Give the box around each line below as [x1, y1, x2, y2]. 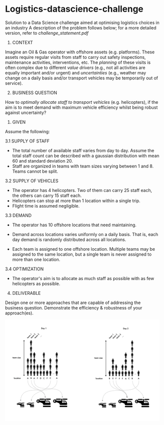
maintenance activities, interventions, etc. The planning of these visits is [5, 59, 151, 65]
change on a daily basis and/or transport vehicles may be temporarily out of [5, 75, 158, 81]
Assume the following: [5, 128, 50, 134]
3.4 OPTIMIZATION [5, 266, 44, 272]
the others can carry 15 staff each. [12, 192, 82, 198]
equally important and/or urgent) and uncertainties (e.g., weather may [5, 70, 146, 75]
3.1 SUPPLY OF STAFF [5, 138, 50, 144]
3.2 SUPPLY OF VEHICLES [5, 178, 59, 184]
